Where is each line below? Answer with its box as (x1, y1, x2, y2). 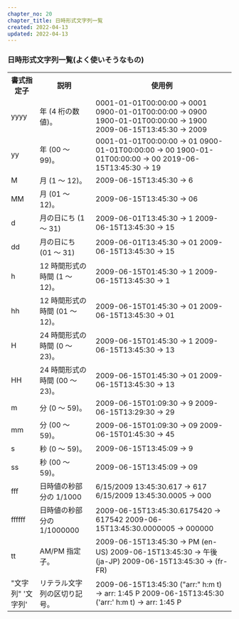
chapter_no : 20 (7, 10, 53, 18)
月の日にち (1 (39, 212, 85, 222)
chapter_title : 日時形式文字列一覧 (7, 17, 103, 24)
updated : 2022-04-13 (7, 30, 69, 38)
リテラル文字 (39, 578, 83, 588)
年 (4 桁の (39, 106, 73, 116)
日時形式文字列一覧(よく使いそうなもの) (7, 55, 144, 65)
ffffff (11, 515, 26, 524)
